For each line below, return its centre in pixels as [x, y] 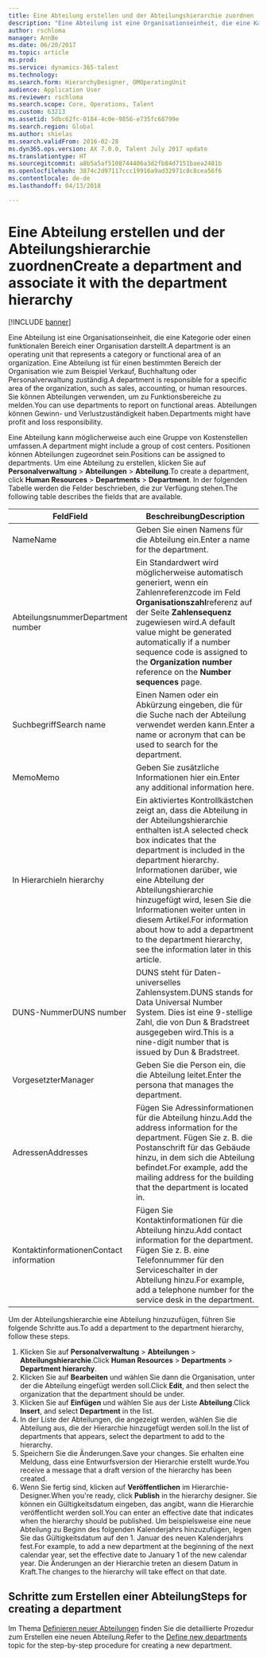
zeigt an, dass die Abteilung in [192, 810]
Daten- [208, 972]
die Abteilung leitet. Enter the [189, 1075]
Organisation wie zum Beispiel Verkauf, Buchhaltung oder [103, 371]
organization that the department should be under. [102, 1394]
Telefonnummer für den [180, 1260]
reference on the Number [184, 672]
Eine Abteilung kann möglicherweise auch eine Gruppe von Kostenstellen [128, 437]
